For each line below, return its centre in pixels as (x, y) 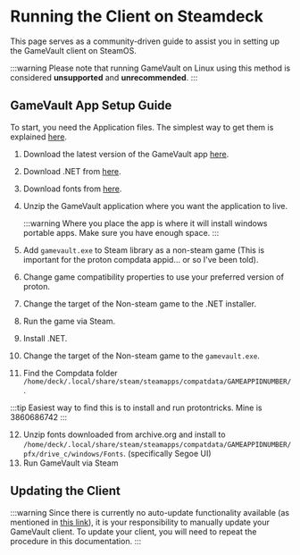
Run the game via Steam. (69, 321)
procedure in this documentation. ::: (76, 541)
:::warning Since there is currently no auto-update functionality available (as (150, 512)
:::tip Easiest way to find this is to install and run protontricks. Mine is (136, 408)
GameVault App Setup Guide (91, 106)
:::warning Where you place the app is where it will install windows (145, 223)
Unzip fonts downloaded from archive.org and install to (124, 434)
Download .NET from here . (72, 171)
